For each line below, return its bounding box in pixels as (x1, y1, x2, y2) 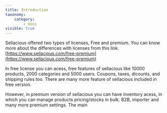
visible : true (5, 26, 35, 31)
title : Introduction (5, 7, 49, 13)
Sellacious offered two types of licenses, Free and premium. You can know (5, 40, 160, 46)
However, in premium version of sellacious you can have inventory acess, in (5, 91, 162, 97)
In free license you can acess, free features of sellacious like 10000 (5, 66, 145, 72)
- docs (23, 21, 37, 27)
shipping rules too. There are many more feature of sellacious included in (5, 76, 157, 82)
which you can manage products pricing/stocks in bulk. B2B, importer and (5, 96, 159, 103)
